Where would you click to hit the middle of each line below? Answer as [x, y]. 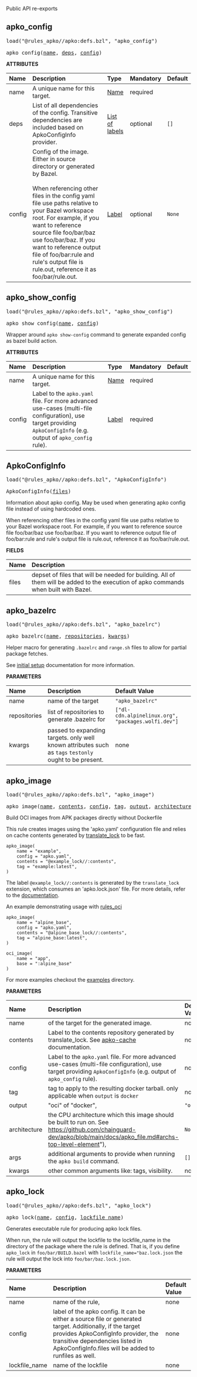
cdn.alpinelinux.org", [147, 716]
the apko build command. [84, 1161]
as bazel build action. [32, 341]
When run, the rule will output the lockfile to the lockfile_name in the [89, 1240]
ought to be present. [76, 760]
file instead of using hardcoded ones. [51, 509]
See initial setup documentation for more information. [70, 665]
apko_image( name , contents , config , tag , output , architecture [99, 806]
